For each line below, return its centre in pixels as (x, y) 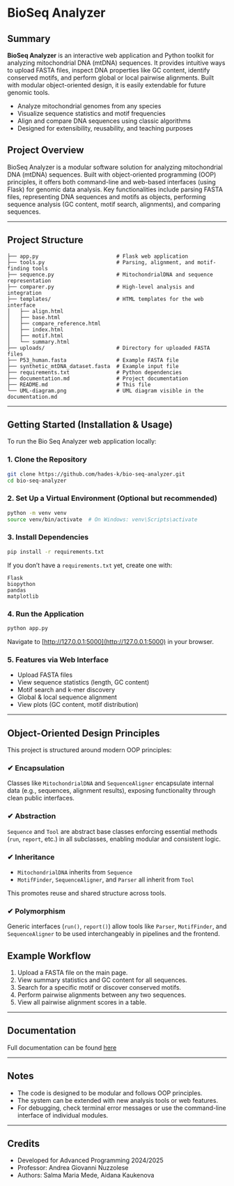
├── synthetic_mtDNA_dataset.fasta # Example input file (93, 366)
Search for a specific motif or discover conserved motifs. (99, 987)
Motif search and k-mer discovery (66, 690)
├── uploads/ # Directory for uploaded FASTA (109, 348)
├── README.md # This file (79, 385)
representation (29, 281)
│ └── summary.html (39, 342)
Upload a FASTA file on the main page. (72, 972)
